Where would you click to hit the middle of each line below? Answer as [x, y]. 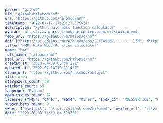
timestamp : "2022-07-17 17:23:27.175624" [48, 23]
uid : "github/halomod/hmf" [32, 14]
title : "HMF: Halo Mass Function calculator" [52, 46]
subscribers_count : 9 [27, 104]
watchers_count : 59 [25, 86]
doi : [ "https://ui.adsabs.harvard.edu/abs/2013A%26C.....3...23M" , [75, 41]
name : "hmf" [17, 50]
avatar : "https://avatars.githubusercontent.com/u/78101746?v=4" [72, 32]
